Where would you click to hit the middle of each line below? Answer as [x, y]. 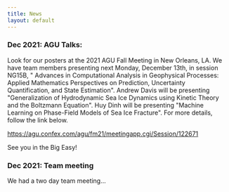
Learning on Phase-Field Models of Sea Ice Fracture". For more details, [110, 113]
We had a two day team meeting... [57, 181]
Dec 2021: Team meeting [51, 165]
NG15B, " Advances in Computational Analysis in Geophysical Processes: [113, 75]
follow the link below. [38, 120]
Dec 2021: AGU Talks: [45, 45]
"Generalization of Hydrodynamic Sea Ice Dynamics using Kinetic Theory [113, 97]
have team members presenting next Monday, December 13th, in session [113, 68]
